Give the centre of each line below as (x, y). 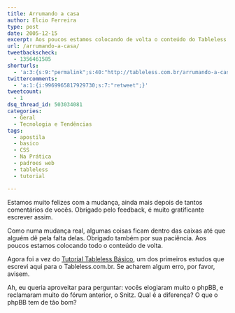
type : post (23, 27)
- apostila (29, 137)
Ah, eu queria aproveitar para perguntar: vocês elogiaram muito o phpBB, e (115, 287)
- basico (26, 144)
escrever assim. (30, 217)
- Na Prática (33, 157)
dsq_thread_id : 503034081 (45, 105)
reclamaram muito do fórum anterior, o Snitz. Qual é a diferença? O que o (113, 295)
